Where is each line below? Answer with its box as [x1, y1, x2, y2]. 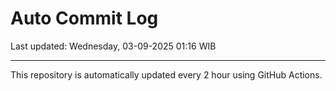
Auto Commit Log [10, 7, 159, 30]
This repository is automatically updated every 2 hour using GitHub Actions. [10, 68, 323, 81]
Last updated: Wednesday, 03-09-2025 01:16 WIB [10, 40, 217, 52]
